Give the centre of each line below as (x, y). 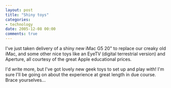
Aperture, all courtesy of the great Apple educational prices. (68, 59)
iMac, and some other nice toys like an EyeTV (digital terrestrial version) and (86, 54)
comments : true (21, 34)
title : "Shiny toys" (27, 15)
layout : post (19, 10)
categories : (18, 19)
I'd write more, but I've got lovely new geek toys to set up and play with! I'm (85, 69)
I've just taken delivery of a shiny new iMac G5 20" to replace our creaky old (86, 48)
